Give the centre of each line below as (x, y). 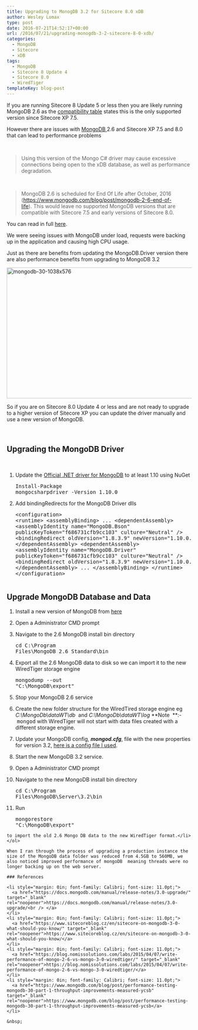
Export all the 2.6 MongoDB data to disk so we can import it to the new (101, 662)
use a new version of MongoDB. (46, 419)
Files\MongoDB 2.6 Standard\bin (62, 651)
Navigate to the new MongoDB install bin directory (76, 779)
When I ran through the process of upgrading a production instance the (98, 851)
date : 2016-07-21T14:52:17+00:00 (48, 28)
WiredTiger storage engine (48, 669)
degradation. (36, 170)
